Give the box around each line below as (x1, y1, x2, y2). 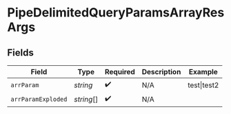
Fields (7, 47, 34, 58)
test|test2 (187, 80, 219, 90)
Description (141, 67, 181, 76)
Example (188, 67, 219, 76)
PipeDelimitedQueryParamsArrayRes (7, 5, 225, 21)
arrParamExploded (10, 95, 68, 103)
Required (104, 67, 136, 76)
